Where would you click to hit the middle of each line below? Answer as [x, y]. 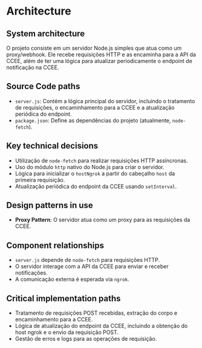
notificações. [31, 273]
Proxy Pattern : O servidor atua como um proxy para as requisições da [103, 220]
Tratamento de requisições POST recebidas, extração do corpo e [96, 313]
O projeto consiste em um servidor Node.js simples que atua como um [94, 48]
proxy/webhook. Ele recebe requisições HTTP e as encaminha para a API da [101, 55]
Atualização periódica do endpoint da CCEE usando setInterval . [96, 186]
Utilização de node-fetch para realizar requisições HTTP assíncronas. [102, 160]
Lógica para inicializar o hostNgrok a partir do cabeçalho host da [95, 173]
